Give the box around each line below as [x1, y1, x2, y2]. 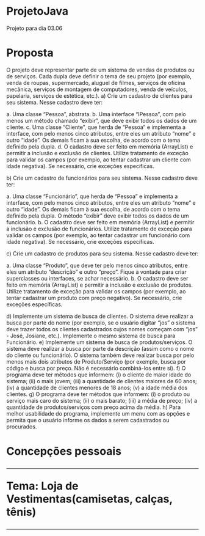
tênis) [6, 505, 37, 519]
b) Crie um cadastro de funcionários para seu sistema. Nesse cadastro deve [6, 174, 198, 182]
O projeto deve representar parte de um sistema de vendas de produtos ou [6, 66, 195, 73]
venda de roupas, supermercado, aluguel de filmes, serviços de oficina [6, 79, 185, 86]
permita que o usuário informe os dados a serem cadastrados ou [6, 416, 170, 424]
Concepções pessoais [6, 444, 122, 458]
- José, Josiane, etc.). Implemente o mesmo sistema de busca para [6, 332, 176, 339]
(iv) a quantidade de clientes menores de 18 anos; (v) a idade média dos [6, 384, 188, 391]
